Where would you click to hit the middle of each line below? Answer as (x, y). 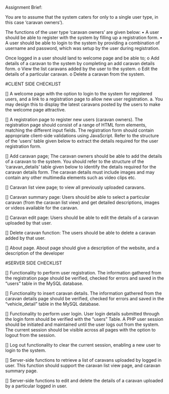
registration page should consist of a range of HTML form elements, (76, 125)
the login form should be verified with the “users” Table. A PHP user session (84, 319)
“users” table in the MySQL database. (44, 284)
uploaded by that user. (29, 223)
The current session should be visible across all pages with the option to (80, 330)
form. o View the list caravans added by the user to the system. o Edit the (81, 69)
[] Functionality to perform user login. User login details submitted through (82, 314)
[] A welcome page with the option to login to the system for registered (79, 94)
